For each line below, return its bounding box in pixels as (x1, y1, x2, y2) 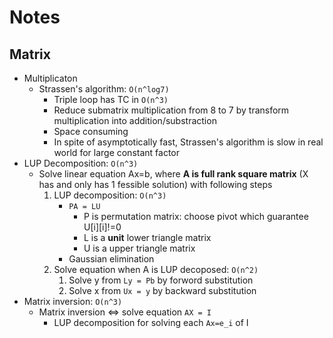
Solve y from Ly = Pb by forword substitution (68, 274, 254, 286)
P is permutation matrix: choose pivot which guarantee (83, 211, 309, 222)
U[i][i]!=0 (83, 221, 122, 233)
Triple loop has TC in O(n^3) (53, 94, 169, 105)
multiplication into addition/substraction (53, 115, 217, 126)
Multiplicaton (23, 72, 78, 84)
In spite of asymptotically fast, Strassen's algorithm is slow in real (53, 136, 324, 148)
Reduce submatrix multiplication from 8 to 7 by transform (53, 104, 290, 116)
